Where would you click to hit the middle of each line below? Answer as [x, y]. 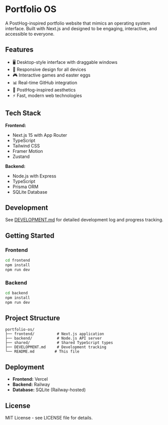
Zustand [21, 156]
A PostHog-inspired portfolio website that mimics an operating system [78, 23]
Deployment [25, 367]
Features [19, 50]
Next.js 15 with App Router [40, 135]
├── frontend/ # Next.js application [55, 334]
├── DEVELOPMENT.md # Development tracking [56, 347]
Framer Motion [28, 151]
